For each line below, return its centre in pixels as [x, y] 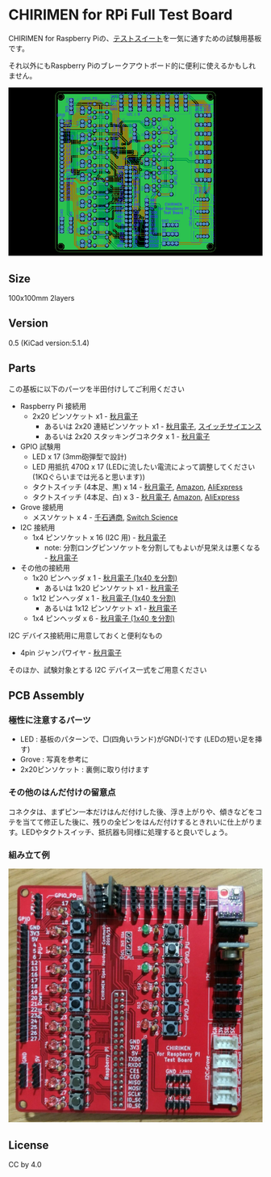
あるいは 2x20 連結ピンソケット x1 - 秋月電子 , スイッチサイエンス [153, 426]
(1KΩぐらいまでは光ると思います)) [88, 477]
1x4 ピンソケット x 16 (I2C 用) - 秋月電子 [99, 537]
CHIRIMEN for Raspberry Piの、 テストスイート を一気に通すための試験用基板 [135, 38]
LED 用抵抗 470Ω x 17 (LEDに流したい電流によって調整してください [144, 466]
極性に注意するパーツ [50, 720]
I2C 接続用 [38, 527]
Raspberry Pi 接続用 [53, 406]
